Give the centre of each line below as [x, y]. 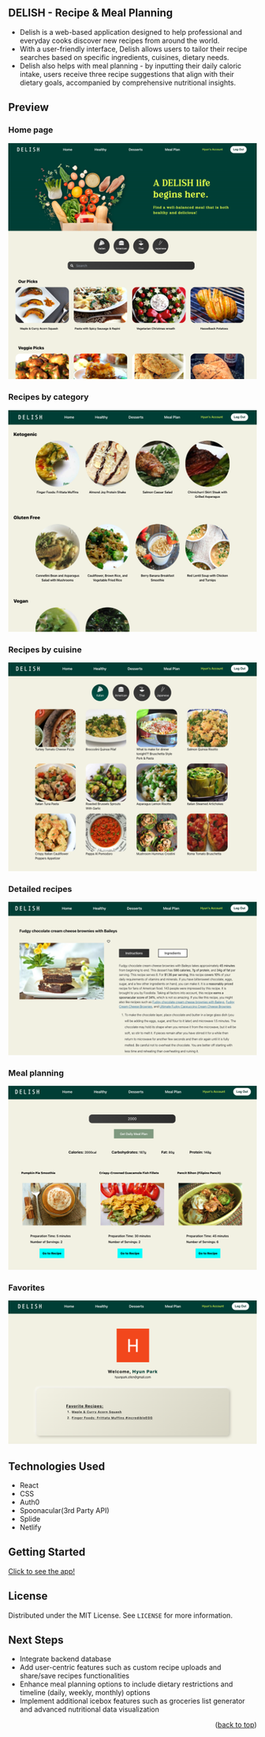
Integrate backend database [65, 1659]
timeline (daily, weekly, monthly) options [85, 1693]
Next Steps [36, 1640]
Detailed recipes [40, 889]
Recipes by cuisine [45, 650]
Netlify [30, 1527]
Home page [31, 130]
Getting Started [47, 1552]
